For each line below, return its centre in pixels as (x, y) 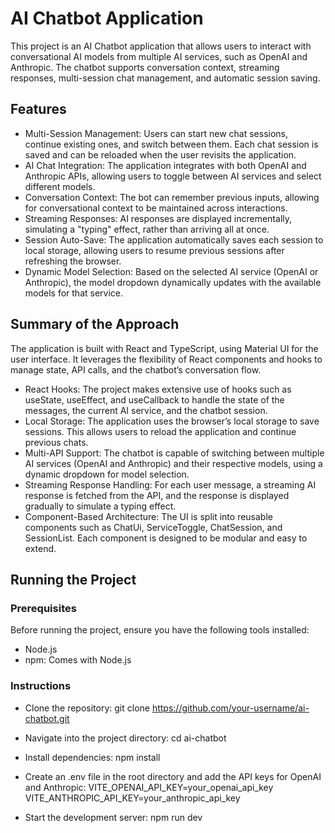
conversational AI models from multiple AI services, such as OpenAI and (159, 56)
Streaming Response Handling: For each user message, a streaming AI (170, 484)
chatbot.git (47, 718)
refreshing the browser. (73, 261)
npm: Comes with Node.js (78, 660)
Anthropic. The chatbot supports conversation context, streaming (145, 67)
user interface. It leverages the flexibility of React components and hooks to (166, 359)
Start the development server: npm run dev (113, 817)
